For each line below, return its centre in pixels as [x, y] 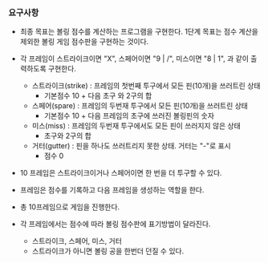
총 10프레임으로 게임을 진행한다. [70, 207]
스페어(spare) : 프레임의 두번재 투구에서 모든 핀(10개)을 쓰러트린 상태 [140, 106]
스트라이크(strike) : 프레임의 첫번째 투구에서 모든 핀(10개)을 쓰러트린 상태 [146, 86]
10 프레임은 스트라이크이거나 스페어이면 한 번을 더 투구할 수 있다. [121, 173]
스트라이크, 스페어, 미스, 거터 [77, 241]
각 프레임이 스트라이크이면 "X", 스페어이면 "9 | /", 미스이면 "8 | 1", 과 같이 [134, 59]
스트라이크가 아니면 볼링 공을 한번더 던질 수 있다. [108, 251]
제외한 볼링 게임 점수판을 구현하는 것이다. [84, 42]
